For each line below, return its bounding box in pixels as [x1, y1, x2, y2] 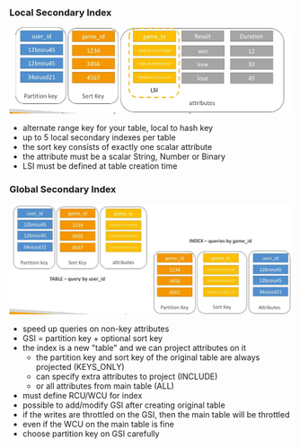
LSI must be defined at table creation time [22, 160, 178, 171]
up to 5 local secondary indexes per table [22, 132, 177, 143]
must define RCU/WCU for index [22, 390, 143, 400]
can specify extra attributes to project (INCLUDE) [35, 371, 218, 382]
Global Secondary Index [9, 182, 117, 195]
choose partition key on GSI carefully [22, 428, 160, 439]
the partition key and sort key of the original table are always [35, 352, 260, 363]
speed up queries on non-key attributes [22, 323, 170, 334]
